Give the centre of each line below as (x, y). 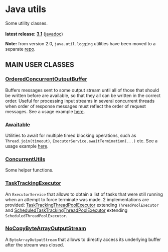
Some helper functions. (29, 170)
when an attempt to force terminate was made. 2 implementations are (77, 199)
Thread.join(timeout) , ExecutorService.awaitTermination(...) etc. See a (81, 141)
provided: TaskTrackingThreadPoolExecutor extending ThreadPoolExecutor (82, 205)
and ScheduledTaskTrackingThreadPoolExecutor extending (66, 210)
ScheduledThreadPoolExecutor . (36, 215)
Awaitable (18, 124)
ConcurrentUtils (25, 159)
